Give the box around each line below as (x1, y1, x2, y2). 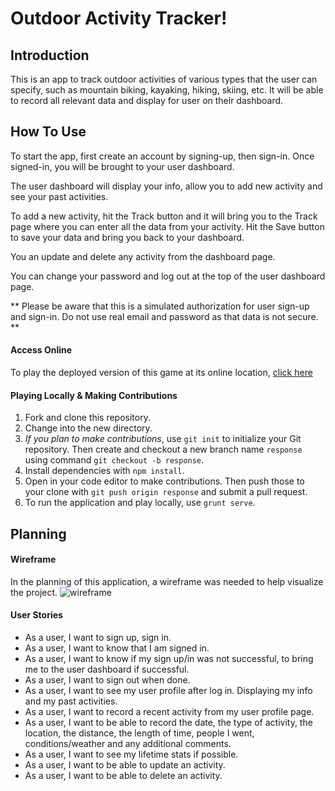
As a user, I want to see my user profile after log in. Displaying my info (24, 685, 313, 697)
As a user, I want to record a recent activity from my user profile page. (24, 706, 315, 718)
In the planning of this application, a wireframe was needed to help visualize (10, 575, 324, 587)
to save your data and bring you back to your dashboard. (10, 231, 245, 243)
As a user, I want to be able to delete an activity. (24, 770, 223, 782)
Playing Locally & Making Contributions (10, 389, 178, 401)
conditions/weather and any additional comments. (24, 738, 232, 750)
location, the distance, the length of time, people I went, (24, 727, 255, 739)
